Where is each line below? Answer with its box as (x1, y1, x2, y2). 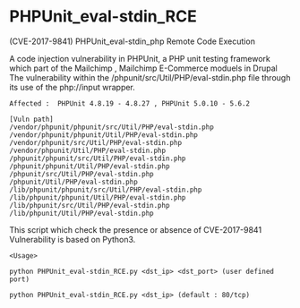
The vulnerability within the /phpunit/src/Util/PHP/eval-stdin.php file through (9, 72, 291, 82)
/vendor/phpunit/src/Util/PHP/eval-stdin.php (9, 138, 182, 147)
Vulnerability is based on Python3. (9, 234, 136, 244)
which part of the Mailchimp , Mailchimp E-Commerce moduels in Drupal (9, 63, 278, 73)
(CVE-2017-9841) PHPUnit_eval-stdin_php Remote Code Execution (9, 36, 255, 47)
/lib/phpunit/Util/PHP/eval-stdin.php (9, 209, 154, 218)
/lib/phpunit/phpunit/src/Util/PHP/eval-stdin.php (9, 185, 202, 194)
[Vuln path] (9, 115, 54, 124)
